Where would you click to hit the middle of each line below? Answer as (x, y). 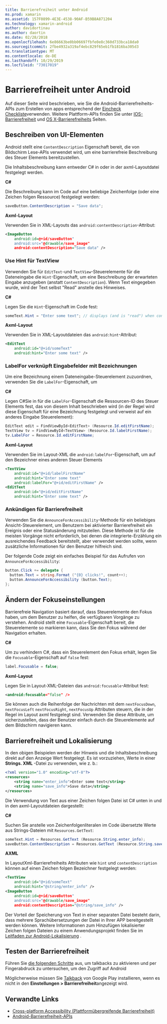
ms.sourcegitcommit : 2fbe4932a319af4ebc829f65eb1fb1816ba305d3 (72, 47)
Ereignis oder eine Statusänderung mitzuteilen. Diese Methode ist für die (80, 531)
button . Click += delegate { (34, 571)
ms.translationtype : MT (30, 51)
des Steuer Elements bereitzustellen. (43, 157)
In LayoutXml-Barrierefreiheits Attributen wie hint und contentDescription (81, 863)
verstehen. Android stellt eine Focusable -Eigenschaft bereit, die (70, 622)
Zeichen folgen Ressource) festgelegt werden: (53, 197)
